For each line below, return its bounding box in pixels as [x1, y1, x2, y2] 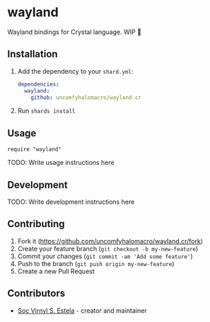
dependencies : [17, 81, 59, 88]
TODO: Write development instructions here [7, 197, 135, 206]
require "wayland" [7, 146, 62, 153]
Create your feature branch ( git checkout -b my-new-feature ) [17, 244, 199, 253]
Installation [7, 48, 58, 60]
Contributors [7, 287, 66, 299]
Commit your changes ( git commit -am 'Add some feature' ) [17, 252, 193, 260]
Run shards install [17, 107, 76, 115]
